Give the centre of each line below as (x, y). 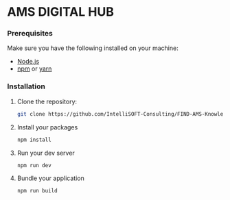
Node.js (28, 62)
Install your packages (47, 127)
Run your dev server (46, 153)
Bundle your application (50, 178)
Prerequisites (30, 34)
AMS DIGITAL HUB (61, 12)
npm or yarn (34, 68)
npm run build (37, 191)
